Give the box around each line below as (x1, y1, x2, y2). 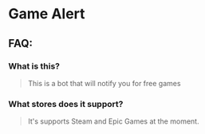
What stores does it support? (8, 98, 124, 109)
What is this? (8, 61, 60, 72)
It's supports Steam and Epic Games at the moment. (27, 116, 199, 126)
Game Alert (8, 5, 85, 23)
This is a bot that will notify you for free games (27, 78, 181, 88)
